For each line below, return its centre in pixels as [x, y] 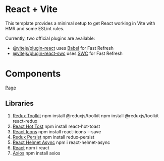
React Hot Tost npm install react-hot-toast [56, 126]
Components [33, 74]
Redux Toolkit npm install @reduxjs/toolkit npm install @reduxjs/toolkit [86, 115]
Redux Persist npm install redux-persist [53, 137]
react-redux [25, 121]
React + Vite [32, 9]
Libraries [19, 103]
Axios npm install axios [36, 153]
